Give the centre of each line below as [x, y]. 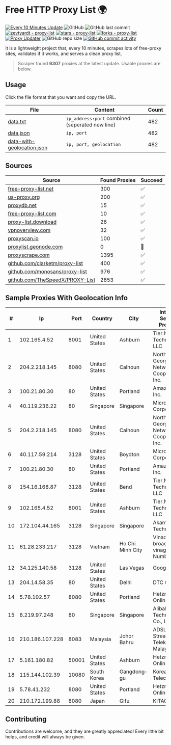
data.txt [17, 121]
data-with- [22, 141]
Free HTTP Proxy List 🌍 [56, 10]
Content [105, 110]
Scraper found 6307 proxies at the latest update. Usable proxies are [89, 63]
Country [102, 318]
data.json [19, 133]
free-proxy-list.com [32, 214]
